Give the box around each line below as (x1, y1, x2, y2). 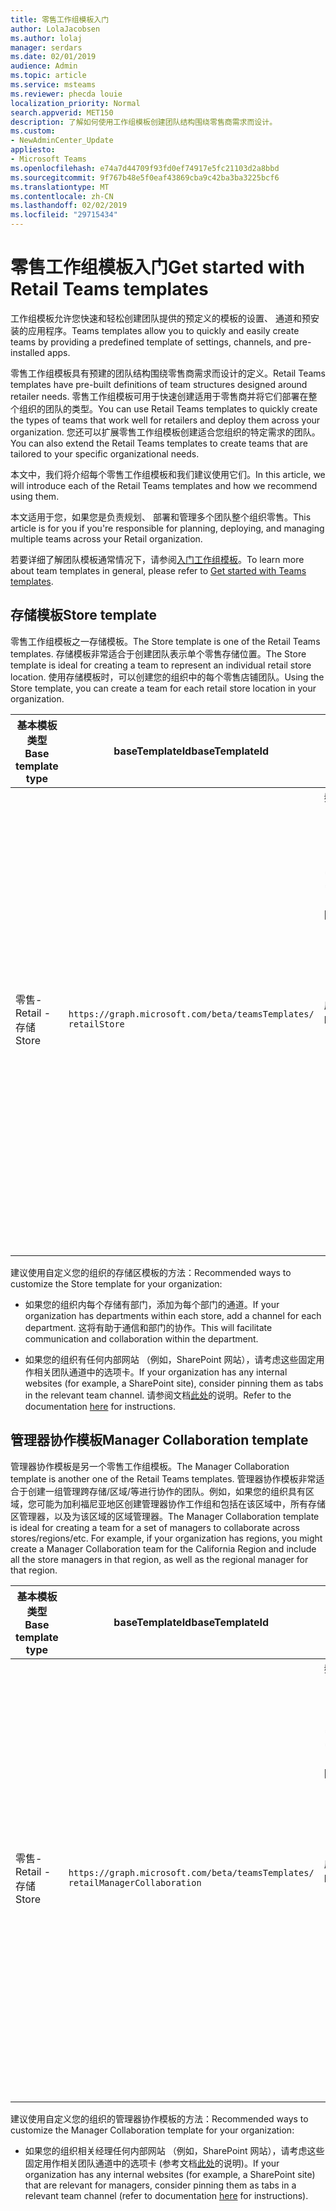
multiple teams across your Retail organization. (10, 532, 203, 545)
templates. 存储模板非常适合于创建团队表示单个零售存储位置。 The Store (10, 647, 307, 660)
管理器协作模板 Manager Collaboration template (10, 1432, 309, 1449)
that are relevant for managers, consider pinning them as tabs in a (24, 2179, 297, 2191)
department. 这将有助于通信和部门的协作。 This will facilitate (24, 1321, 273, 1333)
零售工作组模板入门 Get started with (10, 256, 305, 279)
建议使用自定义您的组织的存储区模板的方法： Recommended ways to (10, 1266, 292, 1278)
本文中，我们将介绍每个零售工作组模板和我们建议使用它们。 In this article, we (10, 468, 326, 480)
